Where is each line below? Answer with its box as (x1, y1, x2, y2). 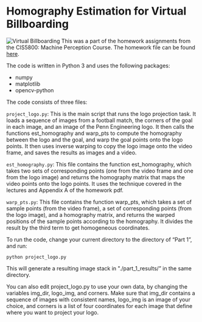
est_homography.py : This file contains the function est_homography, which (6, 160, 192, 168)
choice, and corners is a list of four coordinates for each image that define (6, 302, 193, 309)
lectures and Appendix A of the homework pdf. (6, 187, 124, 194)
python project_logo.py (6, 254, 67, 260)
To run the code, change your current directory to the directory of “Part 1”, (6, 236, 192, 243)
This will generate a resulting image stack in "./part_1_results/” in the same (6, 264, 192, 272)
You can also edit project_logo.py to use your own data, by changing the (6, 283, 187, 290)
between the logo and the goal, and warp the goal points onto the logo (6, 135, 183, 143)
